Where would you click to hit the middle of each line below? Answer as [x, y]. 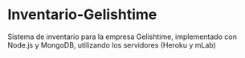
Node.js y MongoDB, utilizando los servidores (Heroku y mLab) [112, 44]
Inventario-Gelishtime [82, 15]
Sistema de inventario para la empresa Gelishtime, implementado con [122, 37]
